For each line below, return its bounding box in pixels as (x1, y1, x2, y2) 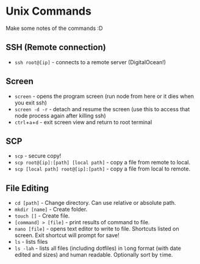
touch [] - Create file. (14, 212, 70, 219)
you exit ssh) (14, 99, 47, 106)
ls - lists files (14, 238, 48, 246)
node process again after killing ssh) (14, 112, 106, 119)
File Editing (5, 183, 49, 193)
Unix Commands (5, 4, 92, 18)
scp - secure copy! (14, 152, 62, 159)
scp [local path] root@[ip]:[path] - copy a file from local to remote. (14, 165, 190, 172)
